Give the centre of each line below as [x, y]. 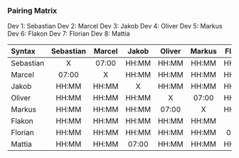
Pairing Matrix [32, 11]
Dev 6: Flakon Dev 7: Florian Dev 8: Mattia [69, 33]
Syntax [23, 51]
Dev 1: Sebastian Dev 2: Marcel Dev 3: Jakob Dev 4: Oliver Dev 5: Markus [115, 26]
